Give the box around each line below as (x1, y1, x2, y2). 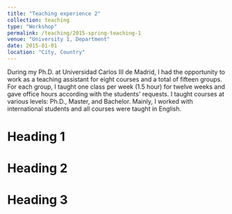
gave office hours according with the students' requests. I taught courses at (7, 89, 224, 98)
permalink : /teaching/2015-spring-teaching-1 (7, 29, 141, 37)
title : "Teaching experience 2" (7, 10, 101, 17)
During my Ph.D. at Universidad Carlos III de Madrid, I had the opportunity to (7, 67, 226, 76)
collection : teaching (7, 17, 70, 24)
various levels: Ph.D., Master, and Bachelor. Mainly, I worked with (7, 97, 193, 105)
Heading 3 (7, 192, 68, 208)
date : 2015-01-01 (7, 42, 58, 49)
